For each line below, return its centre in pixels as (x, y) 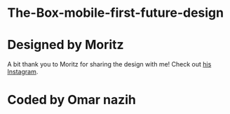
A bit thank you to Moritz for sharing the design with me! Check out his (109, 64)
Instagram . (23, 72)
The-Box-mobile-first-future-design (116, 13)
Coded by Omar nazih (72, 100)
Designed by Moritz (66, 45)
